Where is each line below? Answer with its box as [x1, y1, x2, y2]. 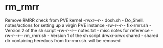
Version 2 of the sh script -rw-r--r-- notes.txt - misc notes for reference [5, 27, 150, 33]
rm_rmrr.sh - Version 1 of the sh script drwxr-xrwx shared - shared [24, 33, 159, 38]
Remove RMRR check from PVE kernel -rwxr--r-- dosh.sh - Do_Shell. [5, 17, 144, 23]
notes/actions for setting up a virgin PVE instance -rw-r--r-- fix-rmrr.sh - [5, 22, 152, 28]
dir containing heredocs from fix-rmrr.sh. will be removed [5, 37, 121, 43]
